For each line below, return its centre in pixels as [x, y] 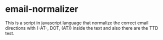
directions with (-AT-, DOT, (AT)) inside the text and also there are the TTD [82, 28]
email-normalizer [42, 9]
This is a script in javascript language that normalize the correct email [77, 23]
